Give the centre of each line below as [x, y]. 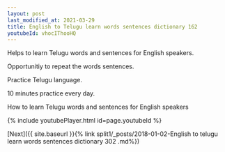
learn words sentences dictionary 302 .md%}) [73, 142]
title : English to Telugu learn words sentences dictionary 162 [102, 26]
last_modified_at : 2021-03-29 [51, 20]
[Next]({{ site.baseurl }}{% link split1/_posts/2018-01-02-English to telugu [113, 134]
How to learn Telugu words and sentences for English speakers [98, 107]
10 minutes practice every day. [51, 93]
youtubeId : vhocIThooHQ [42, 33]
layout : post [26, 14]
